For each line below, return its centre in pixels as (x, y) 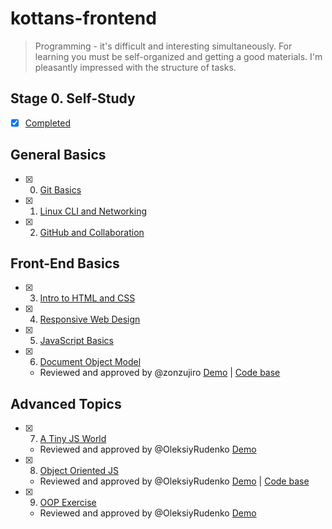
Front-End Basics (65, 263)
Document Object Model (90, 362)
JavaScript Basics (76, 341)
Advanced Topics (66, 403)
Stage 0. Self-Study (73, 98)
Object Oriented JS (79, 471)
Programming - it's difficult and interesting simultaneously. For (163, 46)
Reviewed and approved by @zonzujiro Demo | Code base (160, 373)
